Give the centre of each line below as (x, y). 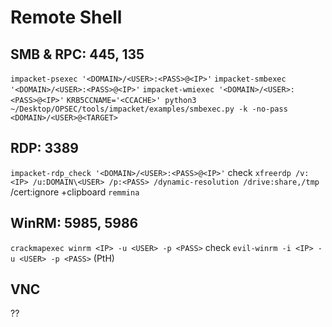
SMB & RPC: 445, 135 (77, 54)
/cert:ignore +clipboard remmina (75, 192)
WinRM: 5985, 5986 (74, 223)
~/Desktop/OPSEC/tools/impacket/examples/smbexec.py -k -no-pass (149, 109)
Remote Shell (66, 17)
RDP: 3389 (44, 148)
